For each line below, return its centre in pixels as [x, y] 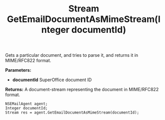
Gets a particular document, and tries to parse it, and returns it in [72, 55]
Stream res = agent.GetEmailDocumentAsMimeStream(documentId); [72, 113]
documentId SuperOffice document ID [52, 80]
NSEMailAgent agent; [27, 104]
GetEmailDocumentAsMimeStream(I [84, 19]
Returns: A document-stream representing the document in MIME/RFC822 [82, 90]
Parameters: [18, 70]
